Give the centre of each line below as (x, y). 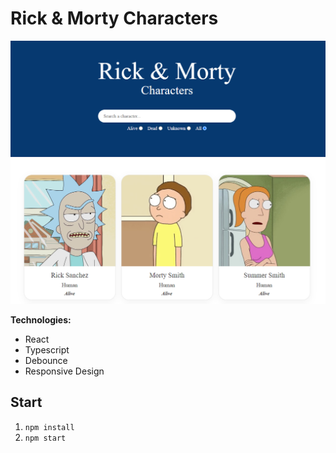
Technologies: (41, 319)
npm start (45, 438)
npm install (49, 427)
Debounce (46, 360)
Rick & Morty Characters (114, 18)
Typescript (47, 349)
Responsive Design (64, 371)
